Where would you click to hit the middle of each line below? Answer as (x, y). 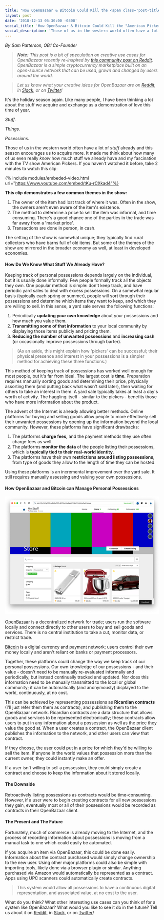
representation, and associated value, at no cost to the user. (77, 893)
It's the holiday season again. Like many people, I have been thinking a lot (79, 100)
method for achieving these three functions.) (62, 362)
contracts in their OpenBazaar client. (42, 811)
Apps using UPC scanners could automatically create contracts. (69, 878)
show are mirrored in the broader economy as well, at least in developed (78, 248)
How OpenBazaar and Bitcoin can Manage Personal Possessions (72, 488)
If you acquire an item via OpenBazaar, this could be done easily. (70, 852)
